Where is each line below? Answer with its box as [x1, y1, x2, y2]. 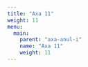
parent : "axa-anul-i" [19, 36, 82, 43]
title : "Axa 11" [7, 10, 54, 17]
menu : [7, 23, 23, 30]
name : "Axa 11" [19, 43, 64, 50]
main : [13, 29, 30, 37]
